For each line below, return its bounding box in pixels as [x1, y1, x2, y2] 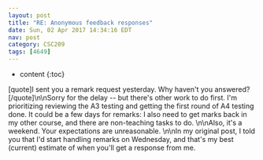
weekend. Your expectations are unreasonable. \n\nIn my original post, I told [8, 126, 256, 136]
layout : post [8, 11, 51, 20]
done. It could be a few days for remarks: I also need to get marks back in [8, 110, 247, 118]
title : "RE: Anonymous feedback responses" [8, 19, 154, 27]
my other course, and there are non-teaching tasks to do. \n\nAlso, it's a [8, 118, 243, 127]
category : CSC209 [8, 41, 65, 49]
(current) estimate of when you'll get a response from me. [8, 143, 196, 152]
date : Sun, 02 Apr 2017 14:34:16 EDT [8, 26, 132, 34]
